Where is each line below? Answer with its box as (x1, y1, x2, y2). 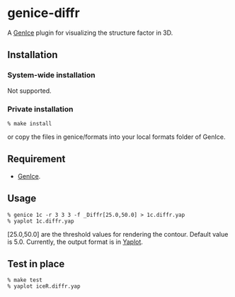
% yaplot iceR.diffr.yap (7, 283, 81, 290)
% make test (7, 276, 42, 284)
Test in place (7, 257, 65, 270)
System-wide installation (7, 70, 96, 80)
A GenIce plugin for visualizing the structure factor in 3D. (7, 28, 173, 37)
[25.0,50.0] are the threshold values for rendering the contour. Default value (7, 230, 229, 238)
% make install (7, 120, 52, 127)
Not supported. (7, 86, 52, 95)
